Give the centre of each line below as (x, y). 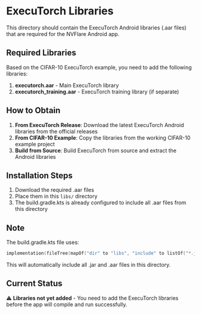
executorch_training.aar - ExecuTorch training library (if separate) (97, 92)
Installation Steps (39, 175)
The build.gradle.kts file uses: (43, 242)
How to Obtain (33, 111)
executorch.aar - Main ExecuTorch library (67, 85)
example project (35, 144)
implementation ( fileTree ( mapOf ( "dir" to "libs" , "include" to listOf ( (96, 253)
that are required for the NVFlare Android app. (63, 34)
